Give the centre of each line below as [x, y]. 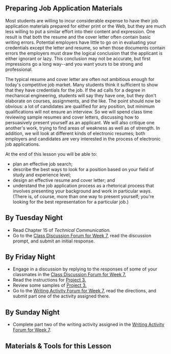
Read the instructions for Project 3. [49, 280]
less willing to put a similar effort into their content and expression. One [80, 31]
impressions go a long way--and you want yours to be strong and [74, 64]
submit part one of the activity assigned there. [61, 296]
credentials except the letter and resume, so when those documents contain [86, 47]
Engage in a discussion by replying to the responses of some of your [85, 269]
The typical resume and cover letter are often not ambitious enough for [80, 79]
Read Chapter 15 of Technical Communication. [62, 230]
